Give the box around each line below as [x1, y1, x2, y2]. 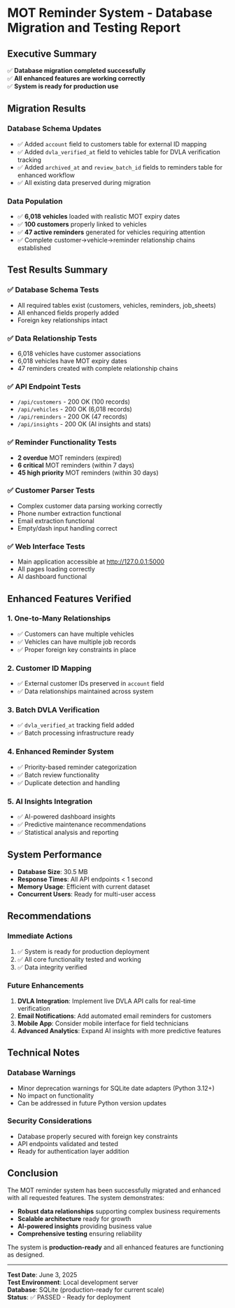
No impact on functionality [17, 1091, 94, 1100]
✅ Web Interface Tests [7, 541, 85, 551]
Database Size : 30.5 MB [17, 867, 88, 876]
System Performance [7, 849, 102, 861]
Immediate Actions [7, 931, 73, 941]
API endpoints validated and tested [17, 1139, 119, 1147]
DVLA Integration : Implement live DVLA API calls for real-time [17, 997, 196, 1005]
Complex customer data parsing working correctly [17, 501, 163, 510]
